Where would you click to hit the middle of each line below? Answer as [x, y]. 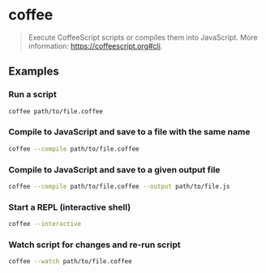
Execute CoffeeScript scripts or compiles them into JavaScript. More [143, 37]
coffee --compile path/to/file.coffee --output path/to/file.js [119, 186]
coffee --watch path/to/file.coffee [70, 262]
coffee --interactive [45, 224]
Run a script [32, 95]
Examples [34, 72]
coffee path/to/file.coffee [56, 111]
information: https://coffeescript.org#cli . [95, 45]
